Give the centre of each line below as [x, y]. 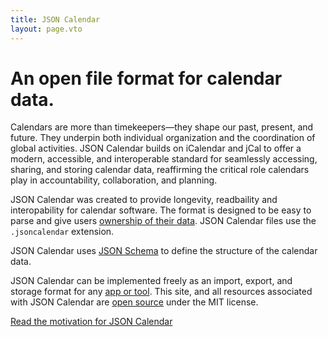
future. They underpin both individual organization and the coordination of [163, 138]
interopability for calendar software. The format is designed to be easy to [161, 210]
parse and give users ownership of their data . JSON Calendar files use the [163, 221]
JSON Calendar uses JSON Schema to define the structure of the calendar [164, 251]
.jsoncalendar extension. [62, 232]
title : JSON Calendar [55, 19]
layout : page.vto [46, 29]
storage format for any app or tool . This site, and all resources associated [161, 292]
